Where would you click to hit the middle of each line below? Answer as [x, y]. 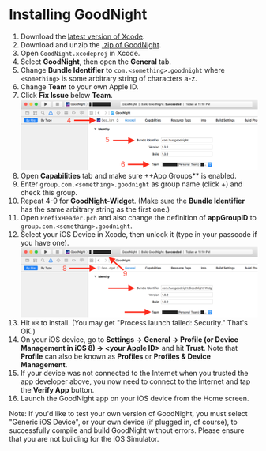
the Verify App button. [57, 389]
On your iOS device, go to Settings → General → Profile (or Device [129, 339]
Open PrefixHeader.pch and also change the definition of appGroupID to [139, 218]
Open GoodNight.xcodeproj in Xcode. [80, 53]
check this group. [49, 193]
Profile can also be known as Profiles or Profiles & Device [116, 356]
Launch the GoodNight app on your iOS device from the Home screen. [135, 398]
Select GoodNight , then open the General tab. [96, 62]
